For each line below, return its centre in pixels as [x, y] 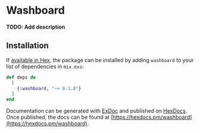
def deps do [21, 77]
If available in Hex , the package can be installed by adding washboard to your [100, 60]
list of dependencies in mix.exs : [45, 66]
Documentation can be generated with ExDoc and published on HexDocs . [97, 111]
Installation [27, 46]
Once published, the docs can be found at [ [60, 117]
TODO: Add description [36, 27]
